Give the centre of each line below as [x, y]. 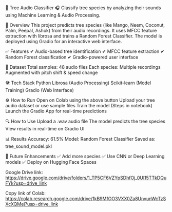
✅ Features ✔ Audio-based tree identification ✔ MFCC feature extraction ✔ [85, 51]
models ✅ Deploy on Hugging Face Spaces [51, 162]
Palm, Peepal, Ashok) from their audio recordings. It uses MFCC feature [81, 31]
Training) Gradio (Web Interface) [40, 90]
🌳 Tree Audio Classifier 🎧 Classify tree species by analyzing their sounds [83, 8]
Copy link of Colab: [26, 193]
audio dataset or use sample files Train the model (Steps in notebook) [79, 105]
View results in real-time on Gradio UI [45, 129]
